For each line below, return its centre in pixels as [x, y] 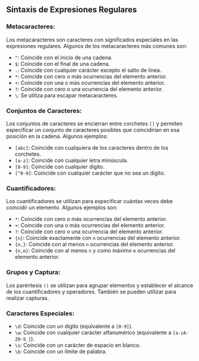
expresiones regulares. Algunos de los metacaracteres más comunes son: [97, 46]
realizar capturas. [28, 298]
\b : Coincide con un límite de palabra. [61, 351]
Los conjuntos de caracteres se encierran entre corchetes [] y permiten [94, 123]
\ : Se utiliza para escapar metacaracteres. [66, 95]
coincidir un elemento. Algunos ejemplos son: [62, 208]
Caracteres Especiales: [40, 313]
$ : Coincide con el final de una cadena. [62, 64]
